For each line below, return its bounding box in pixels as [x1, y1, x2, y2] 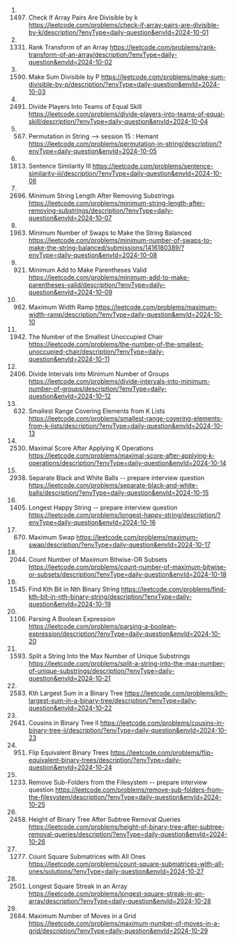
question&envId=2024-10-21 [28, 674, 111, 682]
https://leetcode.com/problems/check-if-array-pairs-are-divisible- [28, 21, 220, 29]
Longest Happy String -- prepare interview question [28, 503, 178, 512]
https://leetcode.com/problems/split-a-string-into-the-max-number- [28, 660, 225, 667]
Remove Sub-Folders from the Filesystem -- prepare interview [28, 778, 208, 786]
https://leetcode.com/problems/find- [121, 585, 227, 593]
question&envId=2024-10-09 [28, 288, 113, 296]
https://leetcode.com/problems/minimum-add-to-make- [28, 273, 190, 282]
